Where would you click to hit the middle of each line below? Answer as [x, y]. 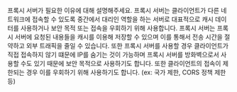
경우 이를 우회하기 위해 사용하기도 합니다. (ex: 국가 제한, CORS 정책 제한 [126, 72]
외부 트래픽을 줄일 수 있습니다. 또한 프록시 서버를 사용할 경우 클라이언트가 [127, 46]
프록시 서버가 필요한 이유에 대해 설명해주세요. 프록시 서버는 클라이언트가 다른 [114, 10]
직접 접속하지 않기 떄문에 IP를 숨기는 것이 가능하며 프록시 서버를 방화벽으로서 [114, 54]
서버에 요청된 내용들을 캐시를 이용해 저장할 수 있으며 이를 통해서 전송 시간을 [119, 37]
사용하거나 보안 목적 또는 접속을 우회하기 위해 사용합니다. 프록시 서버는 [118, 28]
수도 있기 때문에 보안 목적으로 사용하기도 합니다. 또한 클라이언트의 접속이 [121, 63]
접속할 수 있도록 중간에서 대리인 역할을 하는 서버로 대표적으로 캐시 [123, 19]
